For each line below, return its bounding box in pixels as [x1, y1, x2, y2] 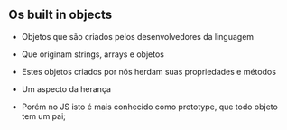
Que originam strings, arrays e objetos [21, 49, 164, 60]
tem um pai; [21, 110, 67, 121]
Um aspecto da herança [21, 83, 112, 94]
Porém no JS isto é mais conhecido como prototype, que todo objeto [21, 101, 279, 112]
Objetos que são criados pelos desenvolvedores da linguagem [21, 31, 255, 42]
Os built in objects [8, 7, 113, 23]
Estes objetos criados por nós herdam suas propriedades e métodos [21, 66, 277, 77]
